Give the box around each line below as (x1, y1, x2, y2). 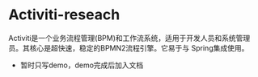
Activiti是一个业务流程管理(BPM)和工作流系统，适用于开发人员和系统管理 (8, 33, 251, 43)
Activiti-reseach (8, 6, 121, 24)
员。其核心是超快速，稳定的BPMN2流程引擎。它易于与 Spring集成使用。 (8, 43, 249, 53)
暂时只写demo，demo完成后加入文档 (19, 60, 144, 70)
